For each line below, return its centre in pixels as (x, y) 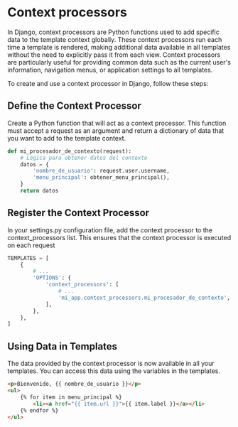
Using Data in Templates (63, 346)
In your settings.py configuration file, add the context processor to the (110, 230)
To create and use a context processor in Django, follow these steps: (108, 83)
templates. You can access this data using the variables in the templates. (114, 371)
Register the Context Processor (79, 213)
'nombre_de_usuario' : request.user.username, (102, 171)
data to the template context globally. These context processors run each (115, 39)
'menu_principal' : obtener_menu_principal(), (102, 178)
